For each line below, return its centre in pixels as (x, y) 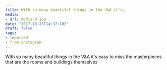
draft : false (19, 28)
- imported (17, 38)
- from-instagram (23, 42)
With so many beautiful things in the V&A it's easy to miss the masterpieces (84, 56)
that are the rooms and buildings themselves (51, 62)
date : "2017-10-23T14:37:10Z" (37, 24)
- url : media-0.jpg (26, 19)
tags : (11, 33)
